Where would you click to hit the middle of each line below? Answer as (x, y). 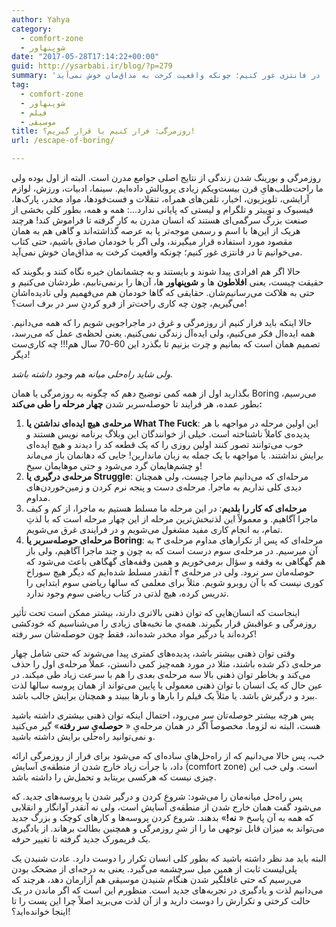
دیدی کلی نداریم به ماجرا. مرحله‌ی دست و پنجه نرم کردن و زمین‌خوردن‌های (164, 487)
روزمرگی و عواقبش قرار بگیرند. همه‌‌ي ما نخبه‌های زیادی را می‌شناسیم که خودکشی (164, 623)
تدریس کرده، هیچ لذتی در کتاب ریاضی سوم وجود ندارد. (127, 593)
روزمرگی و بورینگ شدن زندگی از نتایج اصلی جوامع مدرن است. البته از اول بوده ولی (166, 177)
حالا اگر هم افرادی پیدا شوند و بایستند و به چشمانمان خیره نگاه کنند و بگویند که (156, 271)
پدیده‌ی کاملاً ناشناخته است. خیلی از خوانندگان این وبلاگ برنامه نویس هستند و (168, 434)
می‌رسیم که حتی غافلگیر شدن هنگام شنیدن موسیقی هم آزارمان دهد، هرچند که (156, 879)
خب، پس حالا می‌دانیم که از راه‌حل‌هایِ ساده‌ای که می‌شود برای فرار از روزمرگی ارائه (168, 755)
